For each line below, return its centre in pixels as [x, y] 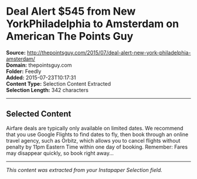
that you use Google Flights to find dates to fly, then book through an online [97, 134]
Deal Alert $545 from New [71, 11]
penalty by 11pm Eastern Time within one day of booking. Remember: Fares [97, 147]
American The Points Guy [70, 36]
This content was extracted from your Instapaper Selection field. [84, 170]
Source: [16, 52]
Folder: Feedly [24, 71]
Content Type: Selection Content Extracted [59, 83]
